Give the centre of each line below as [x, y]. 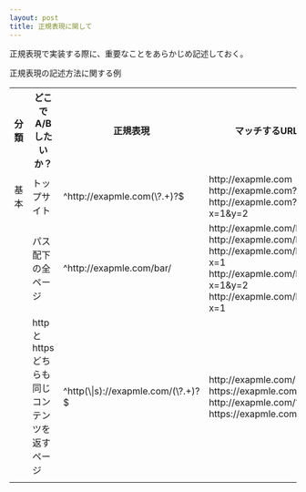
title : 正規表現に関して [51, 26]
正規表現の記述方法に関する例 [65, 73]
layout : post [34, 18]
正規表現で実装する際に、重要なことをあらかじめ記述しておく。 [129, 53]
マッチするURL [266, 130]
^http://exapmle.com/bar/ [117, 268]
